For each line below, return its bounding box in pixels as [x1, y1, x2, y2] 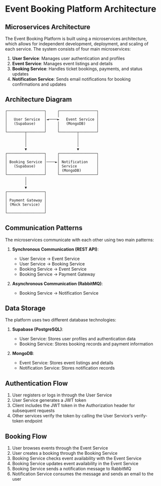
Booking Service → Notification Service [19, 290, 99, 296]
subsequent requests [12, 408, 55, 413]
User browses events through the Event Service [12, 445, 108, 451]
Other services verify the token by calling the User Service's [12, 413, 133, 419]
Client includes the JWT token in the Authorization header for [12, 403, 135, 409]
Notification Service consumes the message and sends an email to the [12, 471, 154, 477]
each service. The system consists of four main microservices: [5, 46, 131, 52]
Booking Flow [5, 432, 47, 440]
